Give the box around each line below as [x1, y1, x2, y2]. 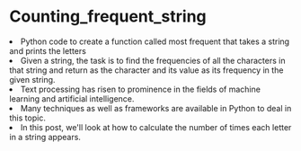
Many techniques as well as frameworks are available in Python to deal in [21, 102, 292, 113]
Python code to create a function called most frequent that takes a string [21, 36, 290, 47]
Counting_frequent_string [9, 6, 207, 27]
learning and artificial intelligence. [9, 93, 135, 104]
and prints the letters [9, 45, 87, 56]
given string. [9, 74, 56, 84]
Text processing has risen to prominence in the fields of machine [21, 84, 261, 94]
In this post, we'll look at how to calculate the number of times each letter [21, 121, 292, 132]
